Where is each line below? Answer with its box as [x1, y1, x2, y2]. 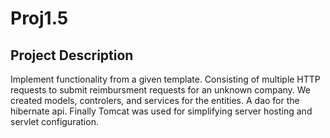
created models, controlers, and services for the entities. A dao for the [10, 95, 300, 106]
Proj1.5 [10, 7, 69, 30]
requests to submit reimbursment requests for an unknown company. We [10, 84, 312, 96]
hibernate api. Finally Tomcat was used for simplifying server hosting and [10, 105, 313, 117]
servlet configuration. [10, 116, 99, 127]
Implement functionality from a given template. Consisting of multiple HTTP [10, 73, 321, 85]
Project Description [10, 47, 134, 64]
